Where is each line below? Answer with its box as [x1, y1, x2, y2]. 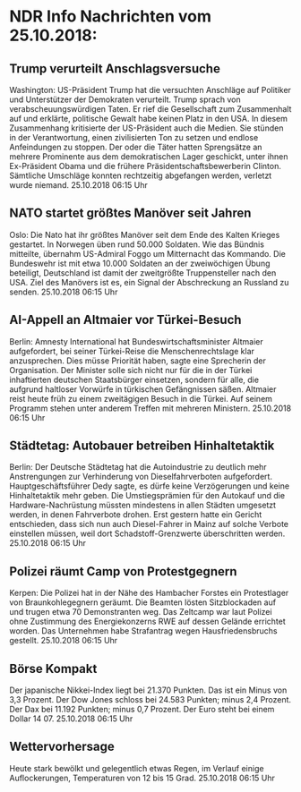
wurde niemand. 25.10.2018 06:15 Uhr [9, 180, 148, 190]
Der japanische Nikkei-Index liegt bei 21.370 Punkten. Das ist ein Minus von [9, 685, 288, 695]
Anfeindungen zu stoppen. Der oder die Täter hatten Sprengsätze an [9, 141, 262, 152]
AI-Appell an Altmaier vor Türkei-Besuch [9, 312, 242, 328]
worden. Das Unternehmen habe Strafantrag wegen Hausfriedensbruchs [9, 626, 278, 636]
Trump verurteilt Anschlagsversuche [9, 61, 221, 76]
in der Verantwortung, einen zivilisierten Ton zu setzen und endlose [9, 132, 259, 142]
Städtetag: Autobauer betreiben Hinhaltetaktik [9, 439, 275, 454]
